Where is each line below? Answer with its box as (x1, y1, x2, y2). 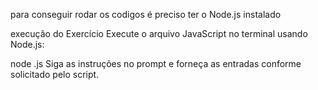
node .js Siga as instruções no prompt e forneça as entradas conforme (10, 58, 302, 69)
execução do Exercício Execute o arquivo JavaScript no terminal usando (10, 28, 308, 39)
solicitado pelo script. (10, 69, 100, 80)
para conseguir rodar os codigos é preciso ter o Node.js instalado (10, 9, 282, 20)
